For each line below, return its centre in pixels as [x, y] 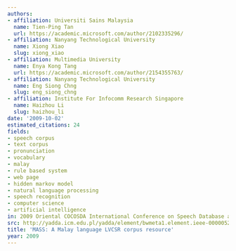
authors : [20, 14]
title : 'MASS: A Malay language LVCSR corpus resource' [91, 229]
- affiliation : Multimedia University [64, 60]
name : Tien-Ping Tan [44, 27]
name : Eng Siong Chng [45, 86]
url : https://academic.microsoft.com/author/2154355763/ [99, 72]
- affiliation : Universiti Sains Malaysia [70, 20]
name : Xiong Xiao [39, 46]
